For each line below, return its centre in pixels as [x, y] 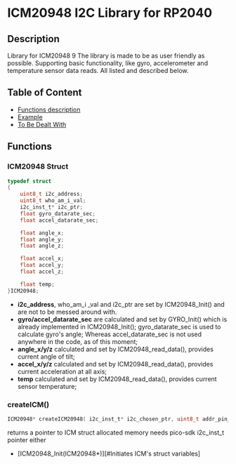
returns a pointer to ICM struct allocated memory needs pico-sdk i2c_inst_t [116, 432]
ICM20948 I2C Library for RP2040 [110, 13]
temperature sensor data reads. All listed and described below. [98, 71]
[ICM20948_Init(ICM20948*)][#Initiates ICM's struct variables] [109, 453]
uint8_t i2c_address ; [51, 194]
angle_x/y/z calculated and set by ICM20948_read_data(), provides [116, 349]
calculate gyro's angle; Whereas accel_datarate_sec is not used [110, 334]
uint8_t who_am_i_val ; [53, 201]
